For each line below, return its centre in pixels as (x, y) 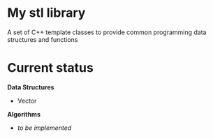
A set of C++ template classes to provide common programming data (107, 32)
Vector (27, 101)
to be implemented (44, 128)
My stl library (46, 13)
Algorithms (24, 114)
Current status (51, 68)
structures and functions (43, 39)
